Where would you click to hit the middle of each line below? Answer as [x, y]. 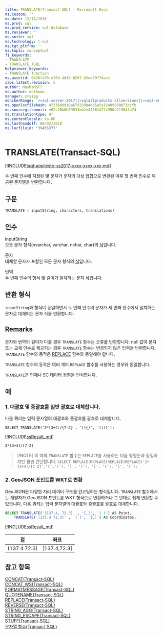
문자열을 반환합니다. [33, 182]
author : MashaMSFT [24, 87]
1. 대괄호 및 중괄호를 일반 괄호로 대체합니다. [53, 407]
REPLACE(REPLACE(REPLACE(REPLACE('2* [111, 462]
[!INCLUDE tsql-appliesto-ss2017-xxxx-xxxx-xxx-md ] [58, 166]
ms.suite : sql [20, 37]
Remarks [19, 329]
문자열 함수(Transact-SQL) [31, 627]
